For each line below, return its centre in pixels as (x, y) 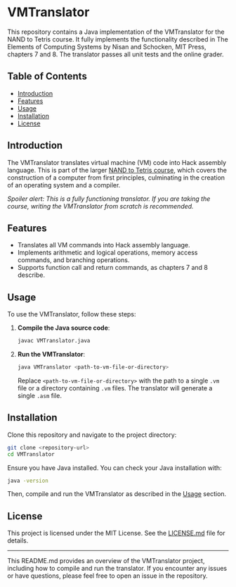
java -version (28, 481)
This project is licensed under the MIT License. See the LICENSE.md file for (116, 533)
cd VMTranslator (31, 454)
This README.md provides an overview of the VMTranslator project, (106, 561)
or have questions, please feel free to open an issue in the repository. (107, 576)
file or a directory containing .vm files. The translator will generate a (115, 388)
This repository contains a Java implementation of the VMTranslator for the (116, 32)
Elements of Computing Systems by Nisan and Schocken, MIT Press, (107, 47)
